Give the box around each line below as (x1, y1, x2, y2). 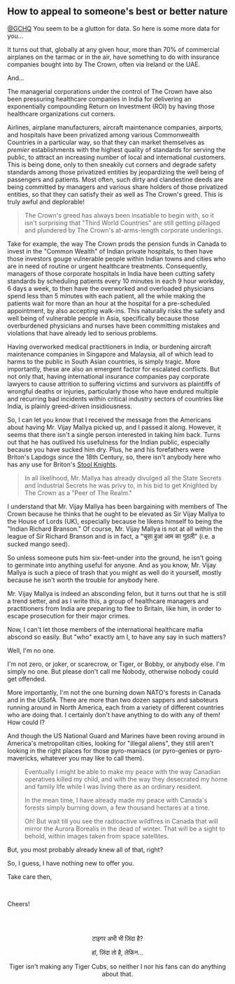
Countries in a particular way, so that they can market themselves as (7, 138, 205, 146)
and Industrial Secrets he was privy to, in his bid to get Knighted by (24, 481, 218, 490)
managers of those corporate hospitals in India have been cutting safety (7, 269, 215, 277)
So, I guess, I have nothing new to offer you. (7, 859, 134, 867)
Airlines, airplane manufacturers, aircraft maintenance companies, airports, (7, 123, 224, 132)
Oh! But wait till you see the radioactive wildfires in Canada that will (24, 817, 218, 825)
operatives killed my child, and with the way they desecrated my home (24, 775, 228, 783)
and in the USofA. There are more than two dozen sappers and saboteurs (7, 695, 219, 704)
